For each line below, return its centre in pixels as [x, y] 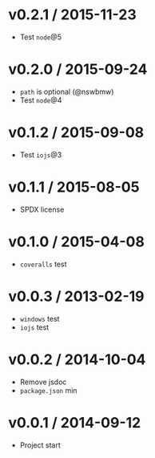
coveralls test [43, 264]
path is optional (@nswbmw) [67, 91]
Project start [40, 445]
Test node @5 [41, 37]
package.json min [48, 390]
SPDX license [42, 209]
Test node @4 [41, 100]
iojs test [34, 327]
